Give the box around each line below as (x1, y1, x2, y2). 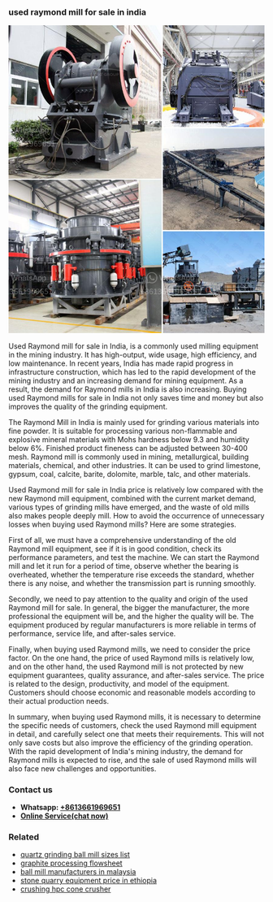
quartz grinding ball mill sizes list (19, 850, 130, 860)
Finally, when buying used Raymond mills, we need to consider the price (8, 644, 250, 654)
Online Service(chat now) (19, 811, 109, 821)
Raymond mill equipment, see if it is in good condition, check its (8, 544, 222, 553)
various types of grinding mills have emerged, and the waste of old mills (8, 502, 249, 512)
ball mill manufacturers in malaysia (19, 867, 136, 877)
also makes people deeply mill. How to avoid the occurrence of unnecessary (8, 510, 265, 520)
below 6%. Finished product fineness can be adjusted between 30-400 (8, 443, 248, 453)
